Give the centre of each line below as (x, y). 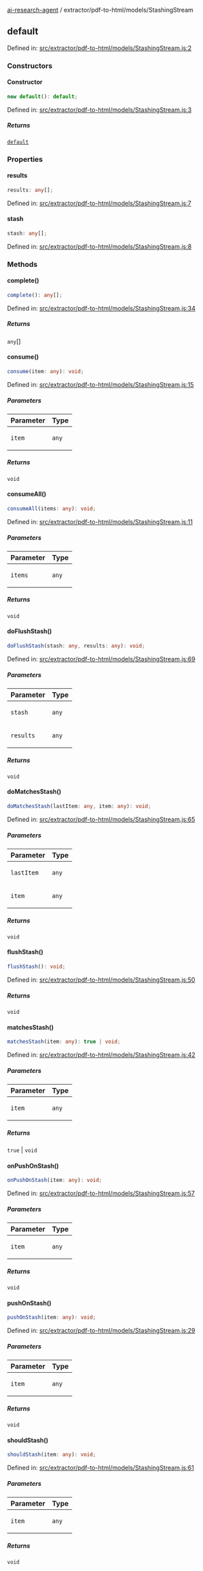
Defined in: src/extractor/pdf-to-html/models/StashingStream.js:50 (101, 980)
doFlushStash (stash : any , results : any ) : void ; (76, 646)
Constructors (30, 66)
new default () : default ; (42, 96)
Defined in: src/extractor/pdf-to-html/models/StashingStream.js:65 (101, 819)
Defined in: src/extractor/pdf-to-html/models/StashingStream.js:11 (100, 521)
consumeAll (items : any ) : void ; (52, 509)
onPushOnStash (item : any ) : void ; (55, 1180)
